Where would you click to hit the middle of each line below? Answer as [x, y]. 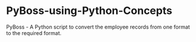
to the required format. [34, 33]
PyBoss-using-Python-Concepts [89, 11]
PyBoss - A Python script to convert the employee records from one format [98, 27]
